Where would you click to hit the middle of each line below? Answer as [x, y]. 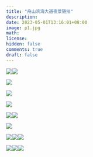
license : [17, 39]
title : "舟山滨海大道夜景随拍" [40, 11]
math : [13, 33]
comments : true [25, 50]
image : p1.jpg [23, 28]
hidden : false [23, 44]
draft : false [22, 55]
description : [22, 17]
